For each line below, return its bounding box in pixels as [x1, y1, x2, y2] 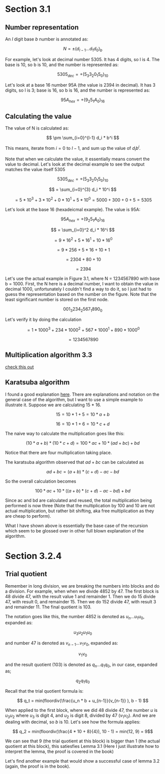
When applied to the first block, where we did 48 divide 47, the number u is [5, 707, 158, 713]
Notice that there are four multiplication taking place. [5, 450, 112, 456]
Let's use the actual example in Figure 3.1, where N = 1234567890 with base [5, 275, 160, 281]
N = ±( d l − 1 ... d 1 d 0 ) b [63, 46, 102, 53]
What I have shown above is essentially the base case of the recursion [5, 523, 148, 528]
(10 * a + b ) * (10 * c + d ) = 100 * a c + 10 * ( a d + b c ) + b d [26, 440, 140, 446]
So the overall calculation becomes [5, 478, 76, 484]
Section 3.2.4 [5, 550, 62, 562]
